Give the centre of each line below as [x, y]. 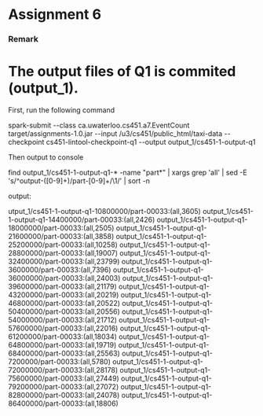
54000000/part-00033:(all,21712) [63, 320]
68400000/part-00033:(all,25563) [64, 353]
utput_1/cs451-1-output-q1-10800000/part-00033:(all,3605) [105, 212]
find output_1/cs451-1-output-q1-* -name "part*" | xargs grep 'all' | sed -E [128, 173]
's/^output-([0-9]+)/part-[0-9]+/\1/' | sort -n [79, 181]
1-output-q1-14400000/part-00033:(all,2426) [82, 220]
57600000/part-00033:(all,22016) [63, 329]
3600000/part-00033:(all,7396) [60, 270]
